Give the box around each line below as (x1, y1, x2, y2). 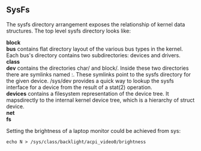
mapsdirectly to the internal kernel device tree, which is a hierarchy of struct (6, 96, 195, 103)
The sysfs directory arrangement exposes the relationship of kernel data (6, 20, 185, 28)
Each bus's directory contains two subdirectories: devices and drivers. (6, 51, 181, 59)
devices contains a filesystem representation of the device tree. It (6, 90, 169, 97)
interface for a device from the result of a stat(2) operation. (6, 84, 152, 91)
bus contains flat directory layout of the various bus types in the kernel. (6, 45, 183, 52)
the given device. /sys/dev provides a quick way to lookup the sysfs (6, 77, 174, 84)
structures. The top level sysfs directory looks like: (6, 27, 131, 34)
